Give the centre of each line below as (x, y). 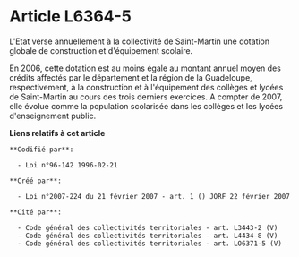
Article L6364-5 (70, 17)
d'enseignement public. (53, 116)
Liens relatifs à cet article (57, 133)
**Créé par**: (36, 181)
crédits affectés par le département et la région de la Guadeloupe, (131, 77)
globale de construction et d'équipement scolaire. (101, 50)
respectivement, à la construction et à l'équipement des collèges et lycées (146, 87)
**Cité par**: (36, 212)
